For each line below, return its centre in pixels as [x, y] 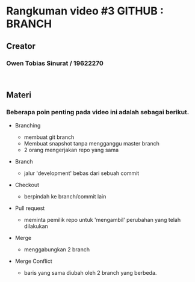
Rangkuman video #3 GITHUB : [85, 11]
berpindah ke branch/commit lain [65, 196]
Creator [21, 46]
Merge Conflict [33, 261]
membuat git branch [49, 137]
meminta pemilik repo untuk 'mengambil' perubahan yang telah [102, 219]
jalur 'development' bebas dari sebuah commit [82, 173]
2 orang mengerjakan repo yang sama [71, 150]
